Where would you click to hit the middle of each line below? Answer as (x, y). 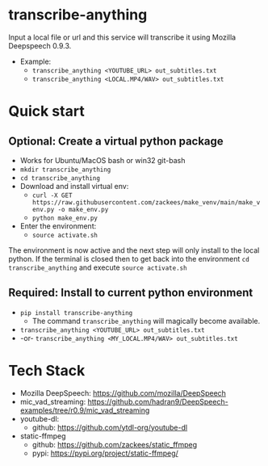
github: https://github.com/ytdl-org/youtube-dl (110, 427)
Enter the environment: (58, 226)
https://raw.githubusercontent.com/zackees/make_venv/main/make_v (146, 202)
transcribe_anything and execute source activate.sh (98, 267)
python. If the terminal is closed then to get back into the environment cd (129, 258)
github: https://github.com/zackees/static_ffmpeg (115, 444)
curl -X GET (52, 195)
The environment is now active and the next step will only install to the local (134, 250)
